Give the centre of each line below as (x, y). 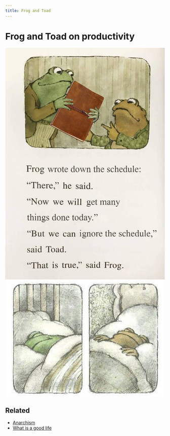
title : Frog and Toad (28, 11)
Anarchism (24, 423)
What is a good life (32, 428)
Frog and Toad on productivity (70, 36)
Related (18, 411)
